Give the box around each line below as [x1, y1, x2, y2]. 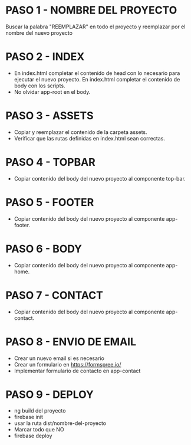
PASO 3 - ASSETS [5, 109, 94, 123]
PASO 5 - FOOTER [5, 195, 94, 209]
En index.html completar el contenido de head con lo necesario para [14, 69, 180, 77]
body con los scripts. [14, 82, 65, 89]
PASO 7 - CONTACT [5, 289, 104, 302]
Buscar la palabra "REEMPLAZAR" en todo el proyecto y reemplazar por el [5, 23, 186, 30]
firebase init [14, 414, 44, 421]
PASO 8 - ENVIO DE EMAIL [5, 335, 137, 348]
